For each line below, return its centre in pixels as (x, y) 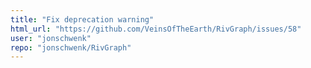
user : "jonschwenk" (51, 38)
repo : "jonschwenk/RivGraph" (71, 47)
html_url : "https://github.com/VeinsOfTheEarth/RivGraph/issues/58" (156, 29)
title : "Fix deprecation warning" (82, 19)
